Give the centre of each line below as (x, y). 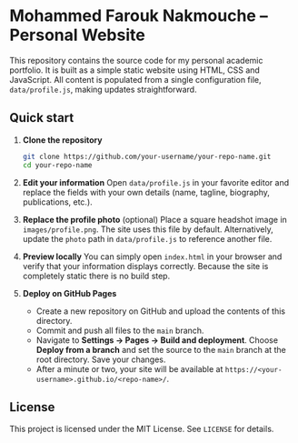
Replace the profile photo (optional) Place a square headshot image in (155, 219)
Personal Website (77, 35)
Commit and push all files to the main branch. (120, 330)
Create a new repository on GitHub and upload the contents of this (161, 311)
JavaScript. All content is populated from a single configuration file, (135, 79)
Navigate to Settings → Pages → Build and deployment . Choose (157, 340)
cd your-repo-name (57, 165)
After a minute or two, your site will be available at (129, 368)
